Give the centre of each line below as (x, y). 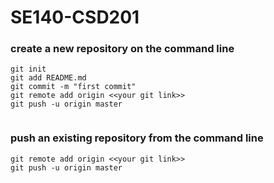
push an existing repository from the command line (137, 138)
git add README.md (48, 78)
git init (28, 69)
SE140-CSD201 (75, 17)
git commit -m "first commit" (73, 87)
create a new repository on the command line (122, 49)
